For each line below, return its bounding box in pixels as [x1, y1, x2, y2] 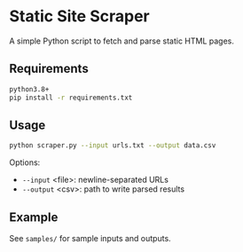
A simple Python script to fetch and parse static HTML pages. [9, 35, 235, 46]
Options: [9, 157, 41, 168]
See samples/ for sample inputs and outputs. [9, 233, 171, 243]
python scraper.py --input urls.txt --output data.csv [9, 141, 216, 150]
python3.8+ [9, 84, 50, 94]
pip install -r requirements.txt [9, 93, 133, 102]
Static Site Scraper [9, 6, 150, 27]
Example [9, 209, 59, 224]
